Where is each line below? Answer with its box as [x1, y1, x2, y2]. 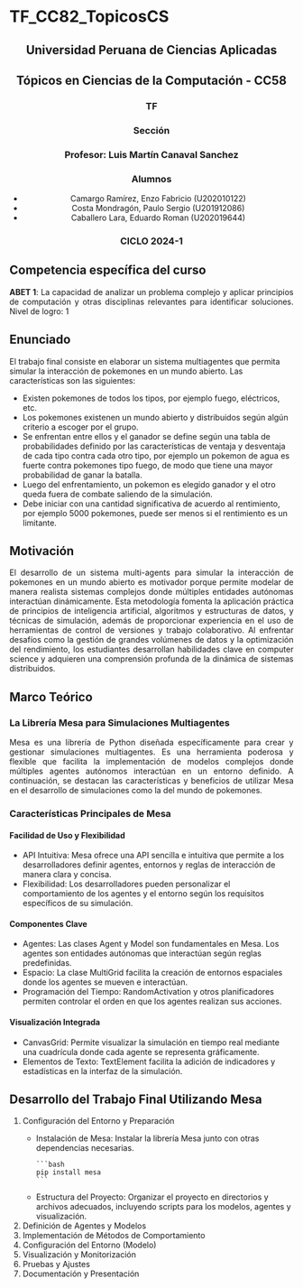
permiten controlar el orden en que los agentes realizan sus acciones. [22, 996, 282, 1007]
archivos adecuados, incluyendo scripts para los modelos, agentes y [35, 1201, 291, 1212]
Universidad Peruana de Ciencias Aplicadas [25, 42, 278, 58]
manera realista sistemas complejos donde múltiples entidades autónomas [9, 587, 294, 598]
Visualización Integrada [9, 1017, 101, 1027]
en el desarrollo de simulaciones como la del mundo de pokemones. [9, 785, 263, 796]
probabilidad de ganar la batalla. [22, 469, 142, 480]
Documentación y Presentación [22, 1268, 140, 1279]
